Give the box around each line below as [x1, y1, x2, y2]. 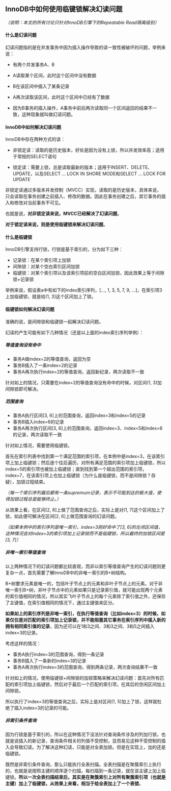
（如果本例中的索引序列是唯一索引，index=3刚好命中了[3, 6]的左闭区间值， [5, 524, 163, 530]
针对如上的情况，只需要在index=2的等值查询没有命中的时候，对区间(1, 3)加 [5, 379, 162, 385]
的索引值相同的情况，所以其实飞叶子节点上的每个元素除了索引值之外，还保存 [5, 593, 166, 599]
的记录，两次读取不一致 [12, 431, 62, 437]
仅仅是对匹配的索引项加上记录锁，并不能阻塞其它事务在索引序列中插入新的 [9, 616, 166, 623]
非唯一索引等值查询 [5, 549, 46, 555]
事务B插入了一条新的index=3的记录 [12, 657, 87, 663]
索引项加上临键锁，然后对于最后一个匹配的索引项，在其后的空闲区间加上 [14, 681, 166, 687]
